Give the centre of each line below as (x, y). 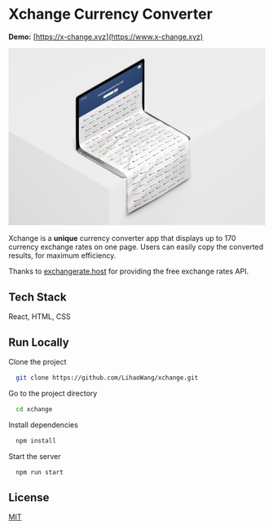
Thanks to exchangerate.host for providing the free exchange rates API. (129, 271)
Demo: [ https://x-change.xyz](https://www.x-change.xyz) (106, 37)
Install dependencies (44, 425)
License (29, 497)
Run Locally (39, 342)
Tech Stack (37, 297)
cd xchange (34, 409)
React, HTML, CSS (40, 317)
